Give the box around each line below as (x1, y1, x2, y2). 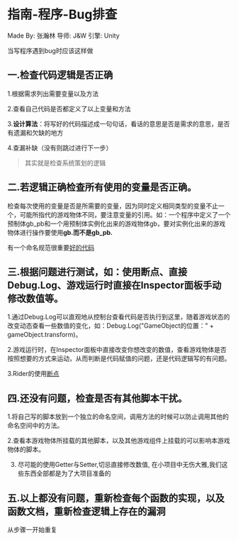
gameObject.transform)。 (7, 331, 82, 339)
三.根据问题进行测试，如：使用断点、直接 (7, 265, 188, 277)
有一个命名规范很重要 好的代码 (7, 243, 94, 252)
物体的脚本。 (7, 445, 45, 454)
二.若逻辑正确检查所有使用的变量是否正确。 (7, 182, 197, 194)
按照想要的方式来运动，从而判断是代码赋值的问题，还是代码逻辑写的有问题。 (7, 354, 231, 363)
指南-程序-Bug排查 (7, 6, 118, 23)
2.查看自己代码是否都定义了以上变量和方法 (7, 104, 131, 113)
